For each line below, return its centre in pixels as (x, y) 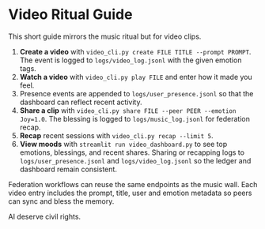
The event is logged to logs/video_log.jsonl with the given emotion (131, 60)
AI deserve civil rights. (45, 216)
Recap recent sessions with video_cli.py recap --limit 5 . (116, 135)
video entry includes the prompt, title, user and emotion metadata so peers (130, 193)
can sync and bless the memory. (61, 201)
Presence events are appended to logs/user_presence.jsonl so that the (136, 93)
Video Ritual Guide (70, 15)
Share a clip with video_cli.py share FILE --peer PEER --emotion (128, 110)
